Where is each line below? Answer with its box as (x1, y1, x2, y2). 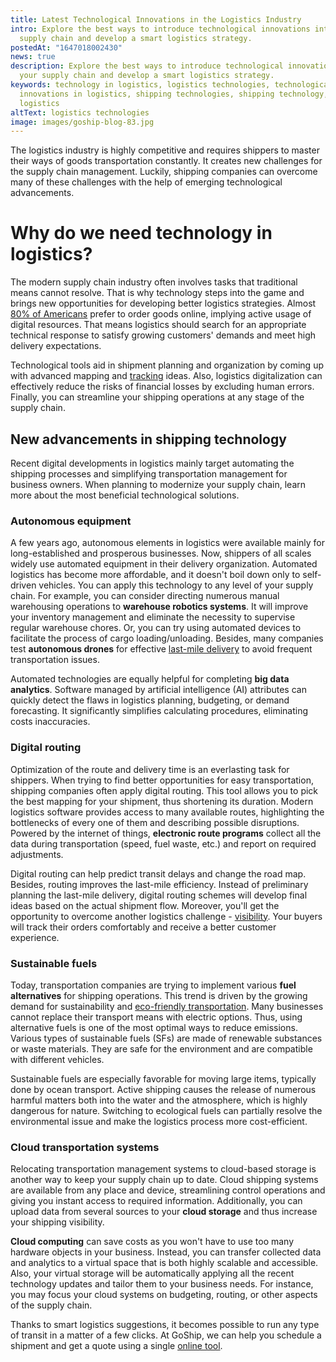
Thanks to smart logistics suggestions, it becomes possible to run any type (10, 1319, 320, 1331)
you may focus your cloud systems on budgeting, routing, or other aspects (10, 1289, 318, 1301)
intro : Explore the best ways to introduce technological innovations (10, 24, 311, 34)
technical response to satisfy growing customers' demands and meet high (10, 329, 317, 341)
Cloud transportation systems (10, 1140, 160, 1154)
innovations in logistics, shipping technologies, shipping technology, (19, 89, 329, 99)
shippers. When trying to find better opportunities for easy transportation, (10, 774, 314, 786)
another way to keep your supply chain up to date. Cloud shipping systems (10, 1174, 319, 1186)
